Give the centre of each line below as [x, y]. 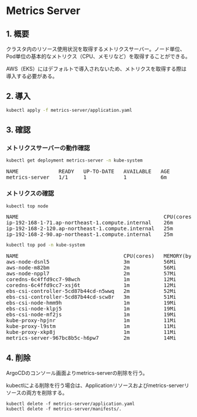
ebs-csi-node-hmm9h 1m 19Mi [91, 303]
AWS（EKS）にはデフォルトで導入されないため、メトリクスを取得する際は [96, 69]
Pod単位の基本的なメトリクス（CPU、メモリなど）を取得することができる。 [98, 56]
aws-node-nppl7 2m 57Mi [91, 274]
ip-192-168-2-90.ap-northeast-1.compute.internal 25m [90, 235]
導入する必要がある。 [32, 76]
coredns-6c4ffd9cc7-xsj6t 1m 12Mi [91, 286]
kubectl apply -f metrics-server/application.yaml [69, 110]
